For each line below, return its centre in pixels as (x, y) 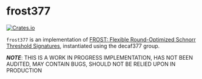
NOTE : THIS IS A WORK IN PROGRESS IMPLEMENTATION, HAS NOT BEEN (99, 57)
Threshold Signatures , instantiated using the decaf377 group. (83, 46)
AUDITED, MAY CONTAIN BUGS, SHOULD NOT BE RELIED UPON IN (91, 64)
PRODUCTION (24, 70)
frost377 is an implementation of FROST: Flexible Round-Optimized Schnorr (101, 39)
